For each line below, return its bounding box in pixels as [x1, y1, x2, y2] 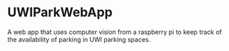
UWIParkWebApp [7, 4, 113, 21]
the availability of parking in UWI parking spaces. [7, 35, 151, 43]
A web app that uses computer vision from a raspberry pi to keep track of [7, 28, 222, 36]
